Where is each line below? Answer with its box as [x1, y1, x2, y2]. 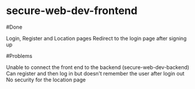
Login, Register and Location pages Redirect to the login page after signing [6, 35, 187, 42]
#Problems [6, 52, 33, 59]
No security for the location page [6, 76, 86, 83]
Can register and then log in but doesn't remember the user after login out [6, 70, 184, 77]
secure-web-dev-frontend [6, 4, 138, 18]
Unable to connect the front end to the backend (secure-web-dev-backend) [6, 63, 190, 71]
